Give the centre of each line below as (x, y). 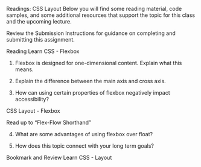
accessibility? (32, 99)
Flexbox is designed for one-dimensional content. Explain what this (98, 63)
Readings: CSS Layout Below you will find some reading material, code (94, 9)
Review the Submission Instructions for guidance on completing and (91, 33)
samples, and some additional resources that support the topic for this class (101, 15)
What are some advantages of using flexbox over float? (84, 134)
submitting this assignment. (41, 39)
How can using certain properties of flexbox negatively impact (92, 93)
